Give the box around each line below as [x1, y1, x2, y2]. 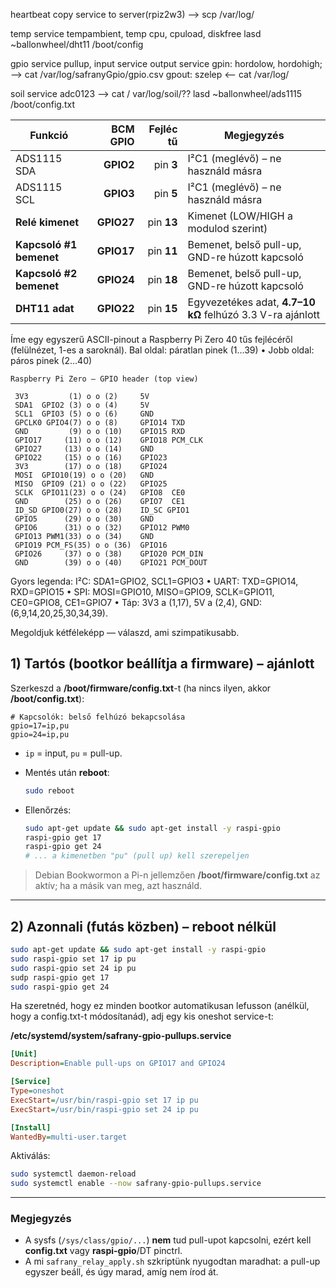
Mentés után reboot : [24, 766, 110, 778]
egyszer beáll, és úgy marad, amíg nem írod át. [24, 1266, 219, 1278]
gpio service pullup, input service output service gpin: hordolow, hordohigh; [10, 58, 323, 69]
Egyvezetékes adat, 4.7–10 [187, 295, 316, 309]
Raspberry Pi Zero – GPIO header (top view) [10, 374, 199, 384]
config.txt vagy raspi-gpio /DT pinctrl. [24, 1245, 183, 1257]
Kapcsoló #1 [15, 238, 78, 251]
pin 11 [147, 244, 178, 258]
